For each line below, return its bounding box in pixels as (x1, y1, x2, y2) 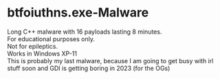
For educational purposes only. (7, 34, 95, 43)
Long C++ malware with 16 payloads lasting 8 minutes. (7, 27, 162, 36)
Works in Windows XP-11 (7, 49, 78, 58)
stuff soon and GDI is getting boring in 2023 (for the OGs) (7, 64, 170, 72)
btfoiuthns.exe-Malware (7, 5, 149, 21)
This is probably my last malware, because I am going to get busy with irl (7, 56, 214, 65)
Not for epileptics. (7, 42, 58, 50)
